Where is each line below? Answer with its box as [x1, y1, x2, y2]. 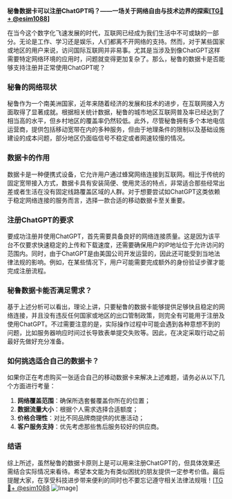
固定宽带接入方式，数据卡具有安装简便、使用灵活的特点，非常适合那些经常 [7, 179, 219, 187]
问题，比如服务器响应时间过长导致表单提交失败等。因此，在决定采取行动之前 [7, 329, 225, 337]
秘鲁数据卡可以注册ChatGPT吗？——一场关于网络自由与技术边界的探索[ [7, 7, 212, 15]
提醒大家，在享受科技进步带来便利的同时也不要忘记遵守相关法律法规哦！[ [7, 475, 215, 484]
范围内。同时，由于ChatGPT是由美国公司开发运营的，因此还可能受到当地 [7, 249, 215, 257]
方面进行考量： [12, 382, 56, 390]
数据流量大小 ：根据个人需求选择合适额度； [17, 405, 139, 414]
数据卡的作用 [7, 153, 50, 163]
